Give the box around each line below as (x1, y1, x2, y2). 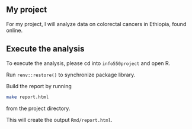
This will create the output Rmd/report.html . (6, 116, 113, 123)
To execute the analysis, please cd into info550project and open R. (6, 59, 171, 67)
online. (6, 27, 23, 34)
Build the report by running (6, 82, 72, 89)
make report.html (6, 94, 49, 100)
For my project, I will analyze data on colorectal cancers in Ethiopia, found (6, 20, 187, 27)
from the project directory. (6, 105, 71, 112)
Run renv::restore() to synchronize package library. (6, 71, 136, 78)
